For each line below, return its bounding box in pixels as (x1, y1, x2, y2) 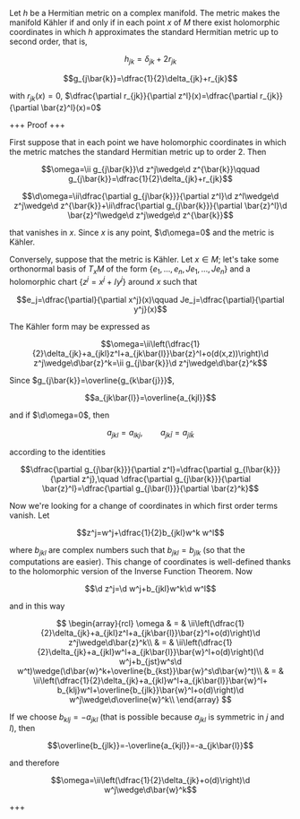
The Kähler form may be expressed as (9, 322, 150, 332)
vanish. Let (9, 510, 50, 521)
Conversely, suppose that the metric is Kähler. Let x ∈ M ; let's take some (9, 254, 279, 264)
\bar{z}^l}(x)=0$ (40, 102, 101, 113)
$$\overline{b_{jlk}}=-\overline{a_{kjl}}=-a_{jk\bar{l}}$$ (47, 740, 253, 751)
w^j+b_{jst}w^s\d (119, 656, 182, 667)
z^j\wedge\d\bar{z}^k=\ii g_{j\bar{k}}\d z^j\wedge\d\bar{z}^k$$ (33, 358, 268, 368)
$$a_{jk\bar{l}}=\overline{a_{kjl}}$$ (84, 392, 217, 403)
